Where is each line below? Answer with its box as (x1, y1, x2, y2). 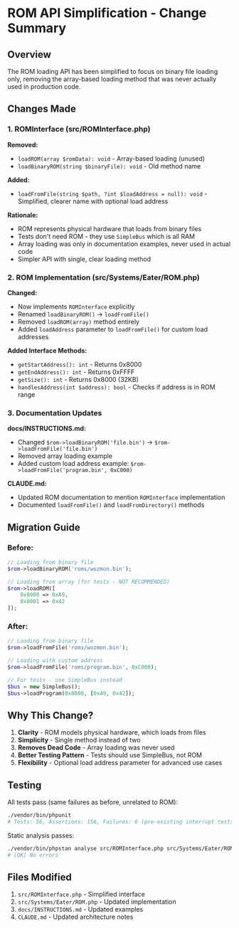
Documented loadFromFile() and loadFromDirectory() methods (17, 501, 205, 509)
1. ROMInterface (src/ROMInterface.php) (7, 124, 151, 134)
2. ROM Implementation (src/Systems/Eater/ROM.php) (7, 272, 201, 282)
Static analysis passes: (7, 831, 75, 840)
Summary (7, 20, 66, 36)
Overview (7, 48, 52, 60)
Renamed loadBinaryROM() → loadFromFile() (17, 309, 149, 318)
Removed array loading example (17, 452, 112, 460)
